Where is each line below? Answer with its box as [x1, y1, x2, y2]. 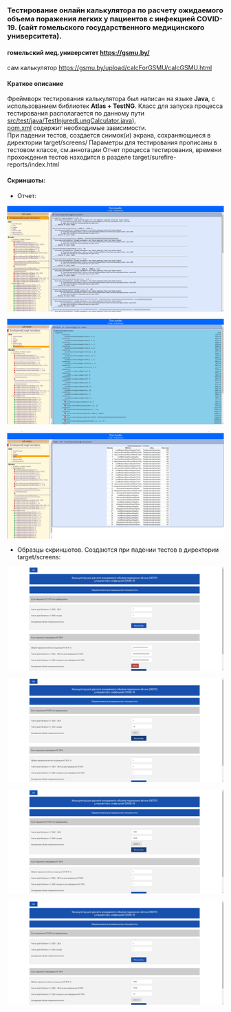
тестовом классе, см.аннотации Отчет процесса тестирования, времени [7, 146, 222, 154]
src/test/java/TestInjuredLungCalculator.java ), [7, 116, 136, 125]
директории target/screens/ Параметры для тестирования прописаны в [7, 138, 218, 147]
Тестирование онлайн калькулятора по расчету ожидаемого [7, 6, 223, 15]
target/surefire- [133, 153, 177, 162]
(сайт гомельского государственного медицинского [18, 23, 205, 32]
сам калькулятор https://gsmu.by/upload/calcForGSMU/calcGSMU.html [7, 64, 212, 72]
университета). [7, 31, 62, 41]
